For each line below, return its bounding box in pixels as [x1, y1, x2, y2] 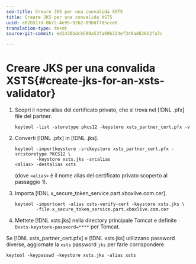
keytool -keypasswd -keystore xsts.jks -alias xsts [6, 253, 136, 259]
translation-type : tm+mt [6, 25, 68, 31]
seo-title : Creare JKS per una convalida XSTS [6, 8, 123, 15]
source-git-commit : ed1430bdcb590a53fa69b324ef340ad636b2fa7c [6, 31, 163, 37]
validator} [6, 87, 56, 100]
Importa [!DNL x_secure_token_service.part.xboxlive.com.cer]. [14, 190, 167, 197]
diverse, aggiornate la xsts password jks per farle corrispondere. [6, 241, 166, 248]
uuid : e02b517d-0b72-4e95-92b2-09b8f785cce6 [6, 20, 118, 26]
